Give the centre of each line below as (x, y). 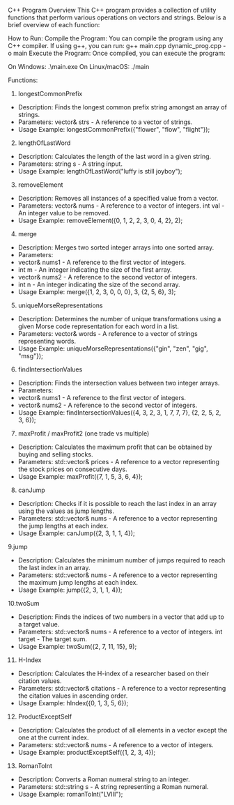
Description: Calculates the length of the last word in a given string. (115, 156)
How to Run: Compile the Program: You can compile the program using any (116, 38)
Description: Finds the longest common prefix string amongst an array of (122, 107)
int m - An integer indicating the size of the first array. (95, 270)
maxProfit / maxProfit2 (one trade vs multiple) (84, 434)
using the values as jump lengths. (66, 511)
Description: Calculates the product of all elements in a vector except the (123, 730)
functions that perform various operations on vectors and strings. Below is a (117, 17)
